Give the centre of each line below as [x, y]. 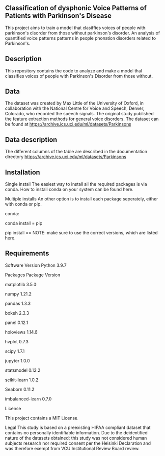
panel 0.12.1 [17, 323]
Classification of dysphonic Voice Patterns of [76, 8]
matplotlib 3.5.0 [21, 284]
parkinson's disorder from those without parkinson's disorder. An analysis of [82, 33]
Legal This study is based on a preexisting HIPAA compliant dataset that [78, 427]
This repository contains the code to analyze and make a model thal [74, 70]
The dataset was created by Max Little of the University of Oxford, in [74, 103]
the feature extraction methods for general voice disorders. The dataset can [82, 119]
